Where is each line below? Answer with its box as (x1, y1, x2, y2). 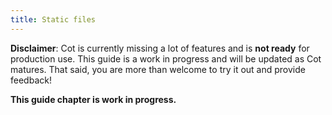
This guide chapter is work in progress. (10, 93, 177, 105)
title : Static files (10, 14, 97, 25)
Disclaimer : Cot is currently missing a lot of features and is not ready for (10, 42, 310, 54)
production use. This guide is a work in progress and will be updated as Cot (10, 52, 322, 65)
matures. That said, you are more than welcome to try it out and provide (10, 63, 306, 75)
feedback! (10, 74, 52, 86)
